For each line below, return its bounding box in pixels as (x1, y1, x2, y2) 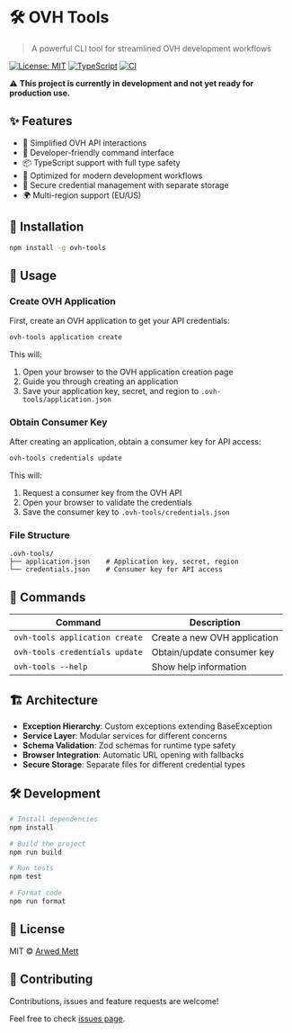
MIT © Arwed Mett (9, 946, 79, 957)
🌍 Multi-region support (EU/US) (22, 190, 142, 201)
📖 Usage (9, 267, 57, 283)
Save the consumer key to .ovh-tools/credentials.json (22, 507, 231, 517)
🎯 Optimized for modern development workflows (22, 170, 203, 181)
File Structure (9, 529, 70, 542)
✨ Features (9, 113, 73, 129)
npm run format (9, 897, 66, 906)
